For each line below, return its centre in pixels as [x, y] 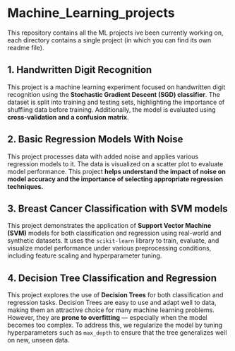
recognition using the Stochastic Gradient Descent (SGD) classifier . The [114, 94]
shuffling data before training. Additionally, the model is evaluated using [112, 109]
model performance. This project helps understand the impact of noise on [116, 171]
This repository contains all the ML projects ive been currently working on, [115, 33]
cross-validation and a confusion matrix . [68, 117]
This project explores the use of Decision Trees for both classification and [115, 295]
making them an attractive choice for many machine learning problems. [111, 310]
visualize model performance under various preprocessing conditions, [109, 248]
